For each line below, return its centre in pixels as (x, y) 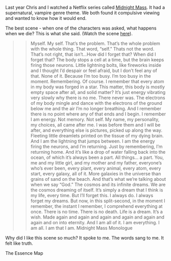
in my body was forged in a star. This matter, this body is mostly (97, 87)
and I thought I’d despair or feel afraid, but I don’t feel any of (94, 70)
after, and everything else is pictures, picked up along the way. (96, 130)
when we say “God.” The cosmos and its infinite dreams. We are (98, 184)
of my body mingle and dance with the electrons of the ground (96, 103)
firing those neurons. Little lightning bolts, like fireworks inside (96, 65)
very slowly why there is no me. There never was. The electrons (98, 98)
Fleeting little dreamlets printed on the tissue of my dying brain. (97, 136)
